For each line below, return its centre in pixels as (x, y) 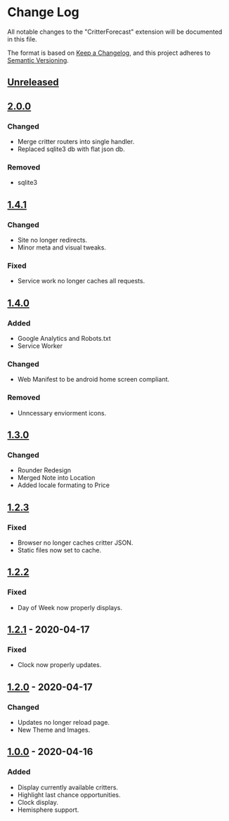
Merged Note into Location (56, 478)
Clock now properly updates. (59, 665)
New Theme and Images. (54, 730)
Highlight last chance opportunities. (69, 794)
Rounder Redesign (44, 470)
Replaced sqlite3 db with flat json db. (71, 149)
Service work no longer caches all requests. (81, 281)
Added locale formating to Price (64, 485)
